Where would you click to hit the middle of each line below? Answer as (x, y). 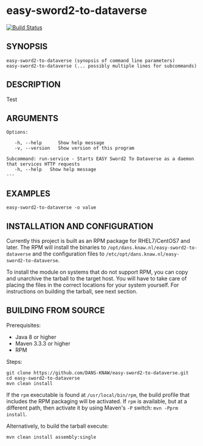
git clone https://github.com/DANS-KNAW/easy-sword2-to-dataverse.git (98, 373)
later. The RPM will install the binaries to (56, 247)
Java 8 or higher (36, 337)
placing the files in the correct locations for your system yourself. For (93, 285)
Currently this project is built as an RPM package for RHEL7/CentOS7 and (98, 241)
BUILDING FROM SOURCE (56, 311)
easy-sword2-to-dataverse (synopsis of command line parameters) (91, 61)
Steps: (14, 361)
